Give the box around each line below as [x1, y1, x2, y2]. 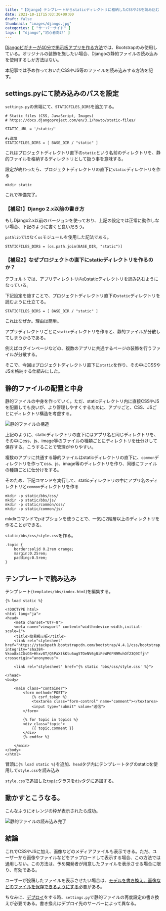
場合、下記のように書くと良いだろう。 [9, 224, 87, 230]
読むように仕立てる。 [5, 299, 48, 305]
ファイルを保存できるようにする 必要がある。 [13, 883, 105, 889]
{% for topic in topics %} [23, 717, 79, 722]
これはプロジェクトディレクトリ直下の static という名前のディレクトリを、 [5, 150, 157, 155]
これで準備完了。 [5, 192, 40, 198]
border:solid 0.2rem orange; [14, 547, 74, 552]
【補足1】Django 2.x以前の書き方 [5, 205, 85, 212]
